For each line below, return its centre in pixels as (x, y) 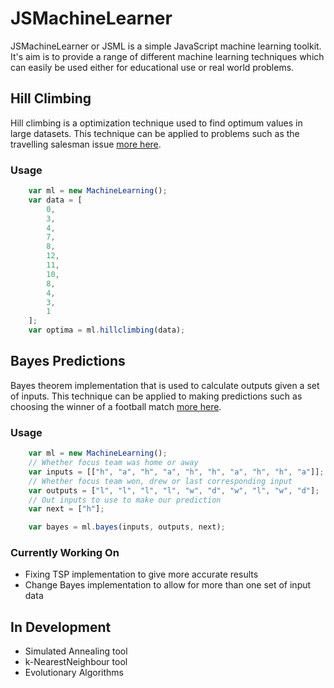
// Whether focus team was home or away (113, 463)
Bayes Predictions (68, 361)
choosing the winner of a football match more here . (116, 406)
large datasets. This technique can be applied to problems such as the (155, 133)
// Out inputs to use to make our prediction (125, 500)
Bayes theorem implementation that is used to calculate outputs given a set (165, 385)
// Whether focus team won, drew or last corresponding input (160, 481)
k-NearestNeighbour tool (76, 662)
